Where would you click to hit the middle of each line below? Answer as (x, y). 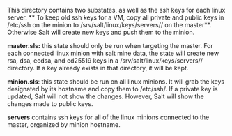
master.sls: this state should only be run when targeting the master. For (110, 46)
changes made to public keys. (50, 104)
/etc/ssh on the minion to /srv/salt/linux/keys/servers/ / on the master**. (109, 25)
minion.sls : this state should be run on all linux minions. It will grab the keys (116, 82)
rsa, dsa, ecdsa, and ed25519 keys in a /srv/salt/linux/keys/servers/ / (105, 61)
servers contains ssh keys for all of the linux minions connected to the (108, 117)
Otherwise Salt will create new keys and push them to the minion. (101, 32)
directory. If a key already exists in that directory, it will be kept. (98, 68)
